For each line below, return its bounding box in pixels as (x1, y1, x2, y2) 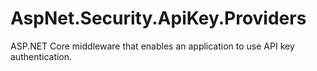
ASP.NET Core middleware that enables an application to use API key (10, 40, 295, 52)
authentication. (10, 50, 73, 62)
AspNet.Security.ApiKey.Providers (10, 7, 307, 30)
